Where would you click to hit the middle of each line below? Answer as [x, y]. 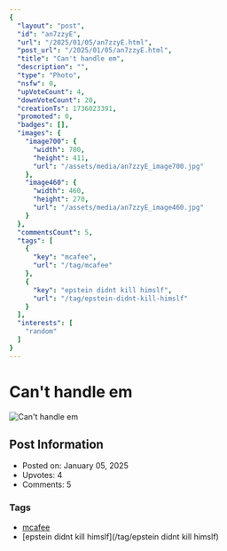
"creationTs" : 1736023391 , [67, 108]
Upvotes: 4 [42, 475]
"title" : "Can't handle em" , [71, 59]
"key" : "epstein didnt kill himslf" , [102, 290]
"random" [41, 331]
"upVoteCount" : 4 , [51, 92]
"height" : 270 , [61, 200]
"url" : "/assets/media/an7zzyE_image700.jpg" [118, 166]
